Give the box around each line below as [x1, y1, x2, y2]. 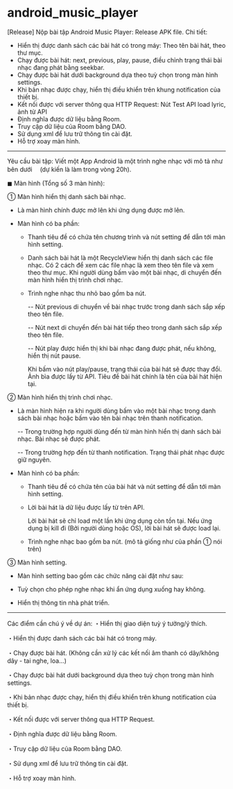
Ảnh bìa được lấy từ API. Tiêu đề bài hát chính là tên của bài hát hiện [27, 372, 223, 381]
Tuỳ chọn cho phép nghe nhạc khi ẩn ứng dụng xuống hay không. [17, 584, 206, 593]
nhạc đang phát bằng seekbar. [17, 63, 105, 71]
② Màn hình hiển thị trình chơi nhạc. [7, 393, 113, 401]
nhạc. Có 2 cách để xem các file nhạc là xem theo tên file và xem [27, 261, 214, 269]
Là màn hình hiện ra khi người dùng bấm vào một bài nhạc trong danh [17, 406, 216, 415]
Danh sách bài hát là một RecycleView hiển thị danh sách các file [27, 253, 214, 261]
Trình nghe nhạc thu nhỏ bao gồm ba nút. [27, 289, 147, 297]
